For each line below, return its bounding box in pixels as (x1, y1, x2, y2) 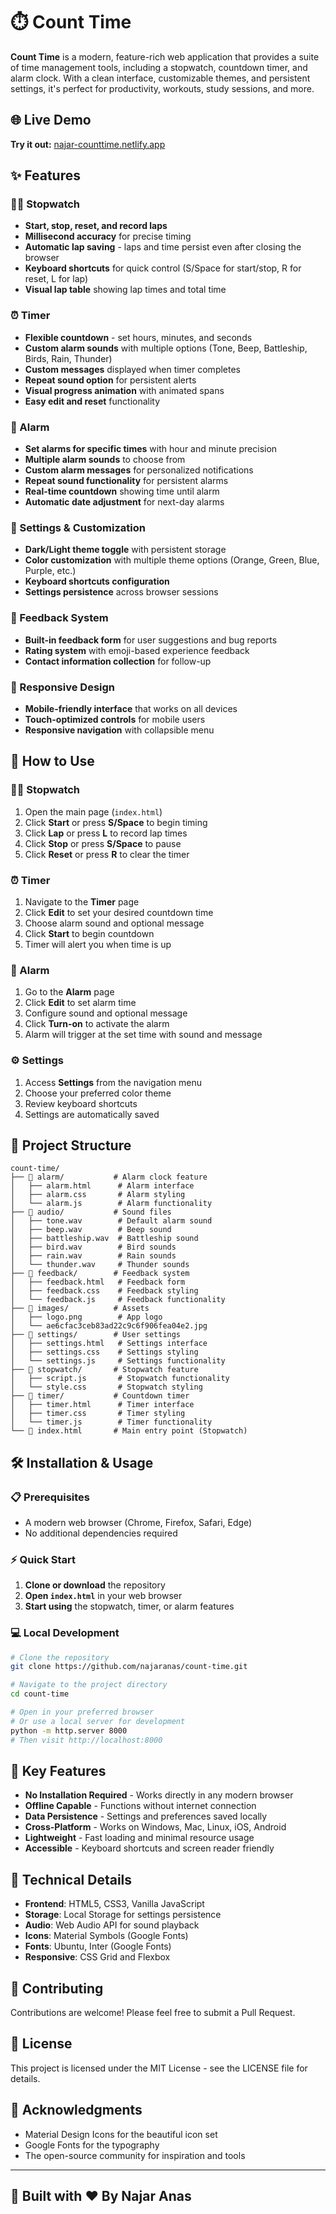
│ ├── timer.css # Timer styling (10, 1409, 186, 1419)
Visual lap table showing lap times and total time (24, 284, 227, 296)
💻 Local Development (10, 1626, 120, 1640)
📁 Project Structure (10, 1137, 132, 1154)
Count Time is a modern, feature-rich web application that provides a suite (10, 50, 320, 63)
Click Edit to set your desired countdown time (24, 906, 214, 918)
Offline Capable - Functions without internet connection (24, 1800, 257, 1812)
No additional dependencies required (24, 1527, 178, 1539)
